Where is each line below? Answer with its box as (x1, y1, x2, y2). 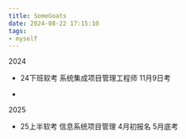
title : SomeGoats (8, 11, 67, 20)
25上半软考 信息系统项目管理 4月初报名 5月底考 (19, 122, 179, 132)
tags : (8, 27, 27, 35)
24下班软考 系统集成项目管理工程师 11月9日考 (19, 74, 171, 83)
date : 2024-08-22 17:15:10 (8, 19, 99, 27)
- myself (8, 34, 38, 43)
